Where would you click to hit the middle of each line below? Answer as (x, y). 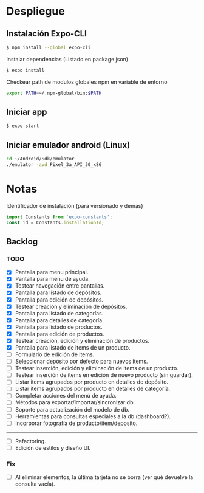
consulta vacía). (35, 484)
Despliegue (36, 11)
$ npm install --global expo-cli (49, 47)
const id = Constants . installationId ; (55, 222)
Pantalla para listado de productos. (59, 327)
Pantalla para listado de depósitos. (58, 292)
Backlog (22, 241)
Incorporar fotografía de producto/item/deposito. (76, 423)
